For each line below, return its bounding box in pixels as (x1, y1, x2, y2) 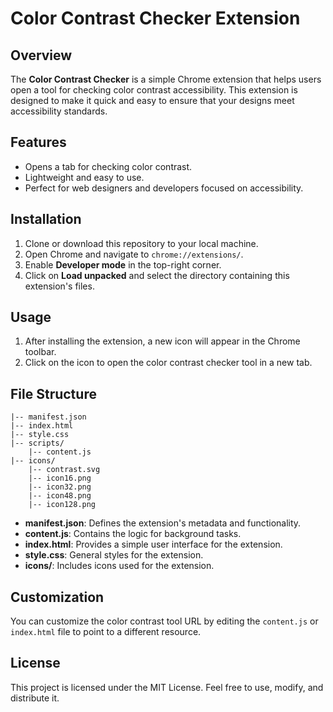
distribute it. (10, 692, 60, 704)
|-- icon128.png (28, 500, 97, 510)
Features (10, 134, 67, 151)
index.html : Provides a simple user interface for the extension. (24, 538, 283, 551)
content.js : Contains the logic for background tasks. (24, 528, 242, 540)
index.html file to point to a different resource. (10, 626, 202, 638)
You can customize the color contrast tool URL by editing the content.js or (10, 615, 319, 627)
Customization (10, 588, 105, 606)
